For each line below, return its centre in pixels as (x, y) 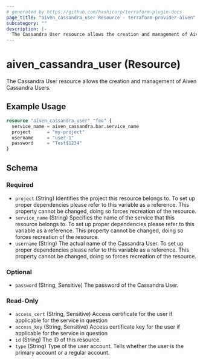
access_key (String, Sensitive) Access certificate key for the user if (97, 327)
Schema (22, 168)
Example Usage (36, 107)
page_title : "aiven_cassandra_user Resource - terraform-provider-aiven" (101, 18)
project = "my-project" (48, 132)
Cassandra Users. (29, 88)
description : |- (27, 29)
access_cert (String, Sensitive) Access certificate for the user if (94, 314)
